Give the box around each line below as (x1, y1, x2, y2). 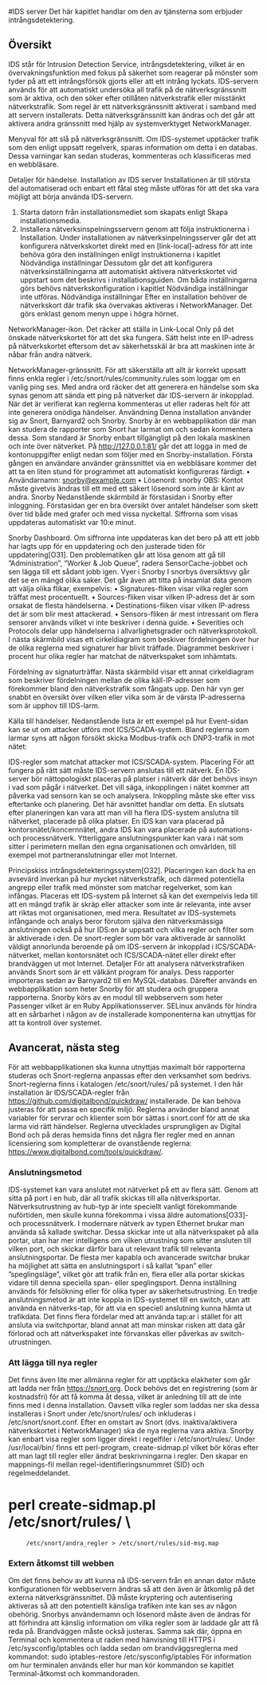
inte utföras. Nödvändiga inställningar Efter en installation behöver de (19, 292, 247, 301)
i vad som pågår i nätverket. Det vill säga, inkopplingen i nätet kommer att (8, 782, 249, 792)
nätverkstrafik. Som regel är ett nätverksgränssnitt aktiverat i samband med (8, 101, 257, 111)
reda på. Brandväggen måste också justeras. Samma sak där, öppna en (8, 1627, 242, 1636)
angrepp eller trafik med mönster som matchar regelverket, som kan (8, 882, 233, 891)
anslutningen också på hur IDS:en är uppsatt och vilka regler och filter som (8, 924, 254, 935)
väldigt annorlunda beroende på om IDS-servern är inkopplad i (8, 942, 214, 951)
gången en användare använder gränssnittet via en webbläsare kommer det (8, 458, 257, 468)
